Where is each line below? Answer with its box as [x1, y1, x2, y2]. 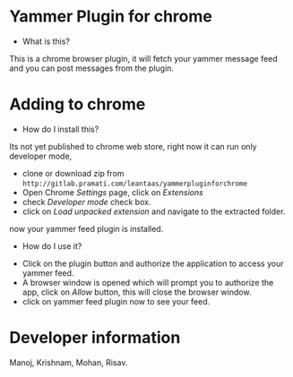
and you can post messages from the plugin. [9, 63, 175, 73]
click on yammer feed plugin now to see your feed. [22, 296, 211, 306]
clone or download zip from [22, 167, 125, 178]
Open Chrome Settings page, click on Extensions [22, 186, 203, 198]
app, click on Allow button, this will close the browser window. [22, 287, 252, 297]
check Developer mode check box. [22, 196, 151, 207]
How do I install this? [22, 124, 99, 134]
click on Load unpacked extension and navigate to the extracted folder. [22, 206, 286, 217]
